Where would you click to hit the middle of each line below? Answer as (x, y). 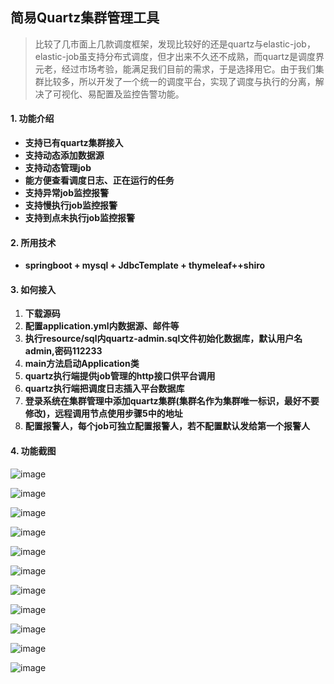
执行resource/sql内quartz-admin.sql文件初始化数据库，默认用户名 (163, 339)
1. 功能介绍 (32, 119)
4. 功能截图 (33, 451)
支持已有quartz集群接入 (74, 143)
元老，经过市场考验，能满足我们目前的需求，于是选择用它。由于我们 (175, 69)
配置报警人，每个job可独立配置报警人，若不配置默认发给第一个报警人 (167, 426)
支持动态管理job (58, 168)
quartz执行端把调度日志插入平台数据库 (104, 389)
